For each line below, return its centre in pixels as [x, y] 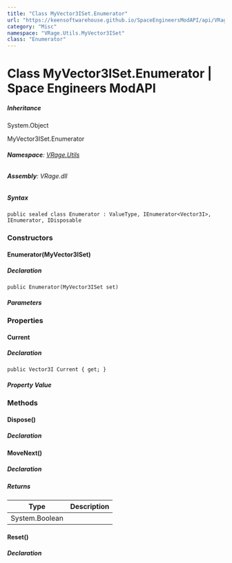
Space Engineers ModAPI [82, 88]
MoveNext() [25, 453]
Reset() [18, 537]
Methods [22, 403]
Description [90, 507]
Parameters [25, 302]
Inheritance [24, 107]
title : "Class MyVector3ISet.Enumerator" [68, 14]
